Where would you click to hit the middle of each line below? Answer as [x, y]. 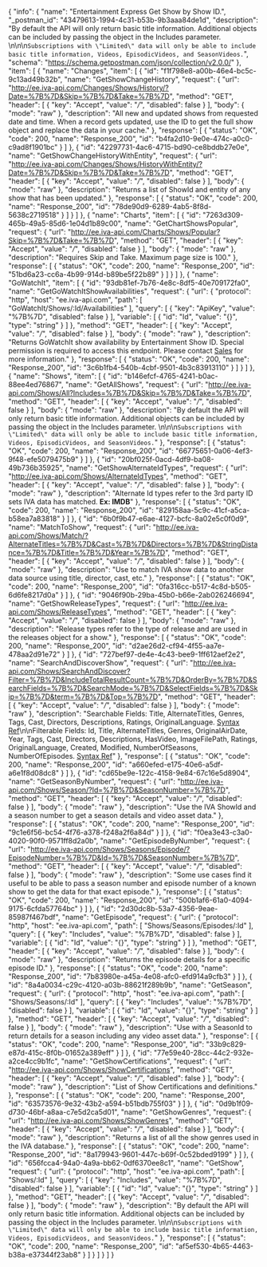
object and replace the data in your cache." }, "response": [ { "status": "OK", [133, 130]
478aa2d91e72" [34, 654]
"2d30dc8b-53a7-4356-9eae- [168, 908]
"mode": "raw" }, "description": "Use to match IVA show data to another [126, 569]
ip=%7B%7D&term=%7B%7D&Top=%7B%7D [83, 697]
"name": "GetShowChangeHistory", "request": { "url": [152, 79]
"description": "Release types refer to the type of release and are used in [128, 629]
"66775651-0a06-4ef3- [214, 451]
